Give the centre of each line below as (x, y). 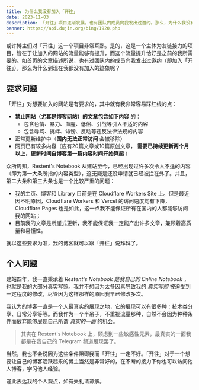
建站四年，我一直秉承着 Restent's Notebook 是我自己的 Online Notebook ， (98, 279)
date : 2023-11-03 (28, 17)
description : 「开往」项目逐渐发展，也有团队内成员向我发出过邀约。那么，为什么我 (96, 23)
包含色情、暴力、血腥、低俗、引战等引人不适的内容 (86, 124)
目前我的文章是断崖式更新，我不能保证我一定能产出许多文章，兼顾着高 (100, 223)
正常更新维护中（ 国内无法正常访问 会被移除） (70, 139)
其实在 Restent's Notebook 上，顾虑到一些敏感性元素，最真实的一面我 (106, 334)
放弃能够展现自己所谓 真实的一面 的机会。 (67, 321)
